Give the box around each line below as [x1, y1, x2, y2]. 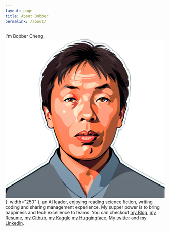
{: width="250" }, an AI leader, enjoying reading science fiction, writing [5, 199, 153, 205]
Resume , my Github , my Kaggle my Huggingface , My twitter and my [5, 215, 147, 221]
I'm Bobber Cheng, [5, 33, 45, 39]
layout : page [5, 8, 33, 13]
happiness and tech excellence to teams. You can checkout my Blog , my [5, 210, 156, 216]
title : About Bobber [5, 13, 49, 19]
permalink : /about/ [5, 19, 47, 24]
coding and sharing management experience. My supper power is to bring [5, 204, 160, 210]
